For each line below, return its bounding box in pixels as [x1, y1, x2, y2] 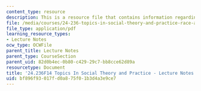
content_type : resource [6, 8, 66, 15]
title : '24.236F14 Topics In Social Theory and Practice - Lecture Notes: [6, 70, 197, 76]
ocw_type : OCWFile [6, 43, 52, 48]
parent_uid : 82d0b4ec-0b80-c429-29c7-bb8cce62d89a [6, 59, 135, 65]
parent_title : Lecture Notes [6, 48, 79, 54]
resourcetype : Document [6, 64, 66, 71]
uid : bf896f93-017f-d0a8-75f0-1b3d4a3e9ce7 [6, 75, 117, 81]
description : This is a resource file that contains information [6, 14, 172, 20]
